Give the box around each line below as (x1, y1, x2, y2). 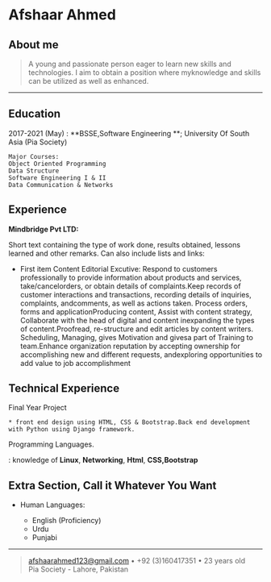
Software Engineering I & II (8, 173, 106, 182)
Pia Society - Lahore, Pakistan (27, 564, 129, 574)
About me (8, 38, 59, 52)
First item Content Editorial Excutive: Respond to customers (19, 264, 218, 273)
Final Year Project (8, 403, 67, 413)
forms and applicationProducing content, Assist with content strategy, (19, 306, 252, 316)
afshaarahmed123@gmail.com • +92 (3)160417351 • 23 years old (27, 556, 246, 566)
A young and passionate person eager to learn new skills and (27, 59, 231, 69)
